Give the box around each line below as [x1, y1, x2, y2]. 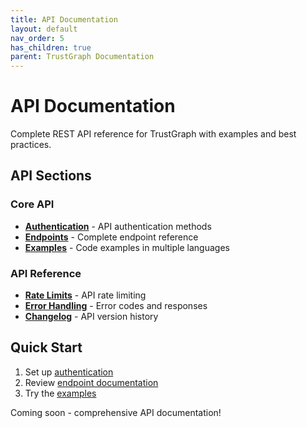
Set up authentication [24, 366, 114, 378]
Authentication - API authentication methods [24, 220, 212, 232]
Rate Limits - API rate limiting [24, 289, 147, 301]
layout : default [10, 24, 78, 34]
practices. [10, 139, 52, 151]
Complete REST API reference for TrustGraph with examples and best [10, 128, 297, 140]
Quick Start [10, 339, 83, 356]
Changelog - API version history [24, 311, 159, 323]
